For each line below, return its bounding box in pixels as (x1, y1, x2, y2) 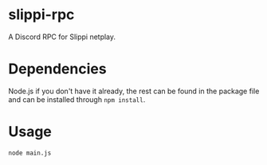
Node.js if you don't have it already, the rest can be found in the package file (8, 86, 260, 96)
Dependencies (8, 60, 107, 78)
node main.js (8, 149, 52, 157)
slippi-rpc (8, 6, 75, 24)
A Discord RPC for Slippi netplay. (8, 32, 116, 41)
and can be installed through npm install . (8, 94, 146, 104)
